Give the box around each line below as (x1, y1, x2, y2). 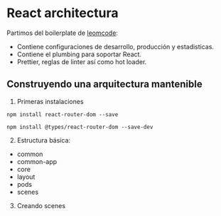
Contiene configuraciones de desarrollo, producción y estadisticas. (16, 42, 215, 51)
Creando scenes (16, 201, 65, 210)
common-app (16, 157, 58, 165)
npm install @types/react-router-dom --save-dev (6, 123, 153, 130)
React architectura (6, 5, 119, 21)
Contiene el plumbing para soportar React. (16, 50, 142, 58)
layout (16, 173, 36, 181)
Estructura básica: (16, 135, 71, 144)
